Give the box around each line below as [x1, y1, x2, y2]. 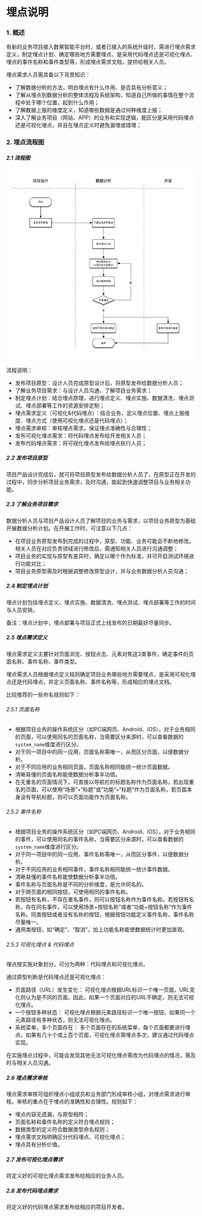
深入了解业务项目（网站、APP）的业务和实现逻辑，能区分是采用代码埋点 [14, 114, 194, 121]
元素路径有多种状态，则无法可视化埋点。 [14, 1016, 115, 1024]
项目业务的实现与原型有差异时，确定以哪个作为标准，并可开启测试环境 [14, 552, 189, 560]
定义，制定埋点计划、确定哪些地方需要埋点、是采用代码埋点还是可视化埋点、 [6, 51, 196, 58]
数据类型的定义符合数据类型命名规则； [14, 1126, 110, 1133]
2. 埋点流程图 [6, 138, 44, 146]
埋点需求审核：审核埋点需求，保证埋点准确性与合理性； [14, 424, 152, 431]
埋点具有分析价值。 [14, 1141, 63, 1148]
